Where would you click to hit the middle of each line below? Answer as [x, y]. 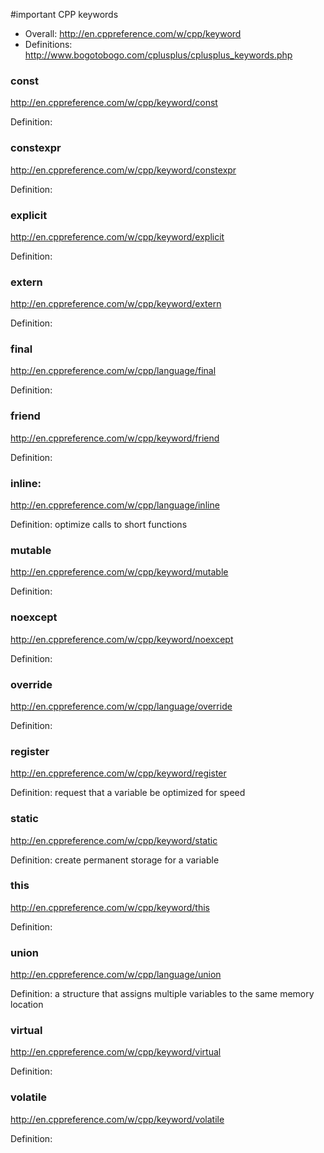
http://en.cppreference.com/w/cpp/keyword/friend [115, 438]
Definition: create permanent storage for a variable [115, 860]
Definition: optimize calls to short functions [99, 525]
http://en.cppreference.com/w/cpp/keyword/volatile [117, 1119]
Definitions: [48, 44]
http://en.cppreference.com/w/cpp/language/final [113, 371]
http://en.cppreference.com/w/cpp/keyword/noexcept [122, 639]
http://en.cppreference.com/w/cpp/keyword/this [110, 907]
